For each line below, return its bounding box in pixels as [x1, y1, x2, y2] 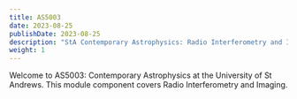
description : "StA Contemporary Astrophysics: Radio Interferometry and [9, 37, 283, 47]
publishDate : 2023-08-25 [9, 29, 101, 38]
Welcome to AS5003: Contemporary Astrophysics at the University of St [9, 70, 272, 80]
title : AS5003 [9, 12, 62, 22]
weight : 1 [9, 46, 46, 55]
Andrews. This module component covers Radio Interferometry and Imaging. [9, 80, 288, 90]
